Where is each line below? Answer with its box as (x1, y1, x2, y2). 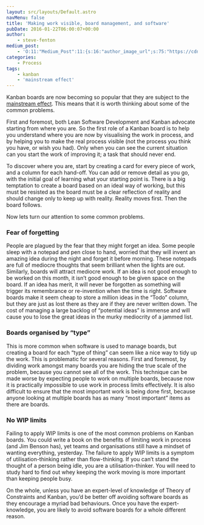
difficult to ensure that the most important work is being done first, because (6, 387, 195, 395)
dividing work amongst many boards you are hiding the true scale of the (6, 362, 187, 369)
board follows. (6, 202, 42, 209)
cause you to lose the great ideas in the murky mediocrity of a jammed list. (6, 313, 193, 320)
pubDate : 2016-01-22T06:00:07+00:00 (6, 26, 99, 32)
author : (6, 32, 26, 38)
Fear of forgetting (6, 228, 59, 237)
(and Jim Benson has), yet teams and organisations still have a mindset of (6, 443, 191, 450)
